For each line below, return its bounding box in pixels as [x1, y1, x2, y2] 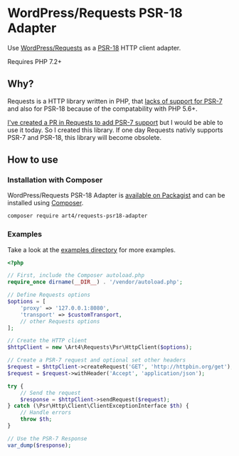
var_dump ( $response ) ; [7, 442, 72, 449]
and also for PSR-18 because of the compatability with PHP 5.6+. [7, 104, 198, 113]
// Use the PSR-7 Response [7, 435, 87, 442]
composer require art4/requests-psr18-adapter [7, 212, 148, 219]
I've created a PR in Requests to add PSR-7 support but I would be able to [7, 118, 223, 126]
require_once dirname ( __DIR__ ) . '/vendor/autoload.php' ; [7, 278, 183, 286]
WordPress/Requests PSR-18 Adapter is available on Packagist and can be [7, 191, 225, 200]
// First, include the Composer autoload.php [7, 272, 144, 279]
